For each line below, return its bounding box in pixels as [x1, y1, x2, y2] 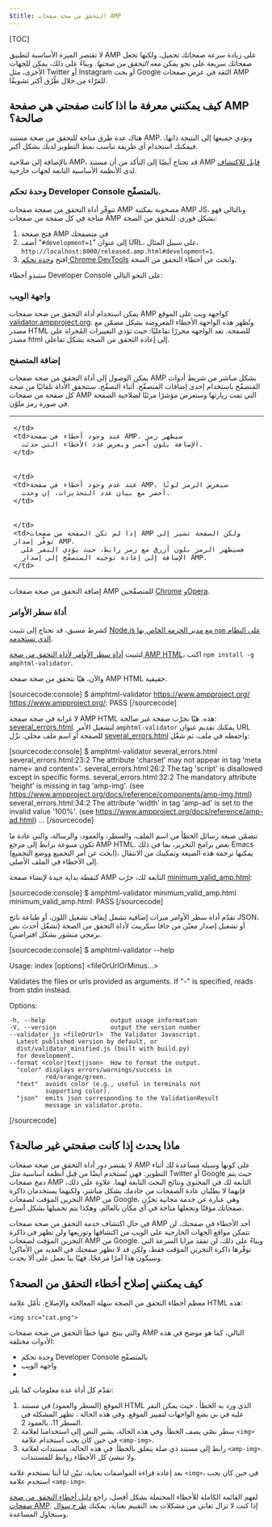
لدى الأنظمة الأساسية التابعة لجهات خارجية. [9, 166, 137, 176]
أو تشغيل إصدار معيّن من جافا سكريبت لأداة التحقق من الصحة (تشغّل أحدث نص [9, 920, 245, 930]
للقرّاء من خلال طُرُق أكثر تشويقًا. [9, 75, 108, 85]
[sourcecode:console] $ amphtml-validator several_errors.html [9, 746, 218, 756]
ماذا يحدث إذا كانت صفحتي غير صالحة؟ [9, 1139, 181, 1153]
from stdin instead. [9, 984, 72, 995]
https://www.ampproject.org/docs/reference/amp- [94, 806, 264, 816]
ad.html [9, 814, 35, 825]
